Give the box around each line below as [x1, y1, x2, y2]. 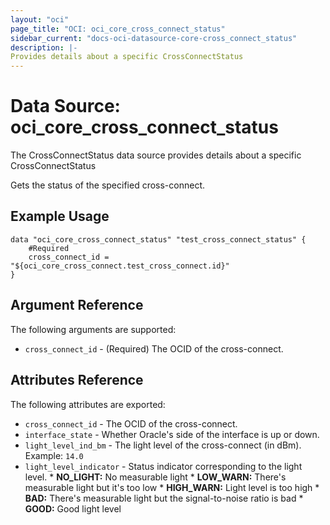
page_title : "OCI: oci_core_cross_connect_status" [10, 24, 226, 34]
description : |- [10, 42, 78, 53]
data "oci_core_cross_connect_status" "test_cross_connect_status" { [10, 234, 307, 245]
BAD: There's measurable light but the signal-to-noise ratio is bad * [24, 492, 304, 504]
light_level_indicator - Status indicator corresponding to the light [24, 460, 303, 472]
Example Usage [10, 208, 110, 225]
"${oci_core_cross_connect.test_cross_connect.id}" [10, 261, 230, 271]
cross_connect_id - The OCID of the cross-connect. [24, 417, 238, 430]
